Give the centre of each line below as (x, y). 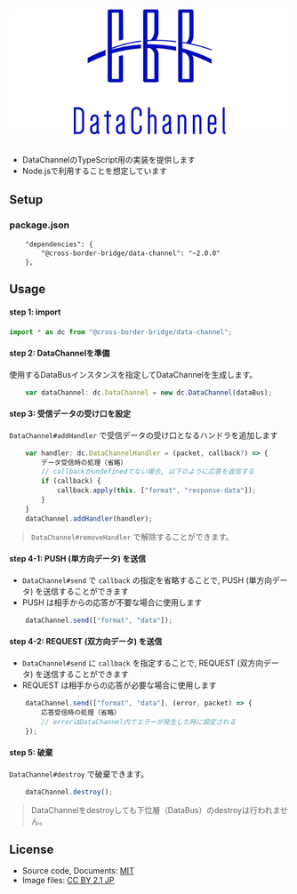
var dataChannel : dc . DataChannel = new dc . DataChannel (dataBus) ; (149, 392)
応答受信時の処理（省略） (81, 712)
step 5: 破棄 (31, 753)
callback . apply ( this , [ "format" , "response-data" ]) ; (156, 491)
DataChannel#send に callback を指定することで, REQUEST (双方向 (143, 663)
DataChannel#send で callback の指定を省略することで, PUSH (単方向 (147, 580)
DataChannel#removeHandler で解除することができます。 (132, 537)
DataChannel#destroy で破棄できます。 (79, 774)
